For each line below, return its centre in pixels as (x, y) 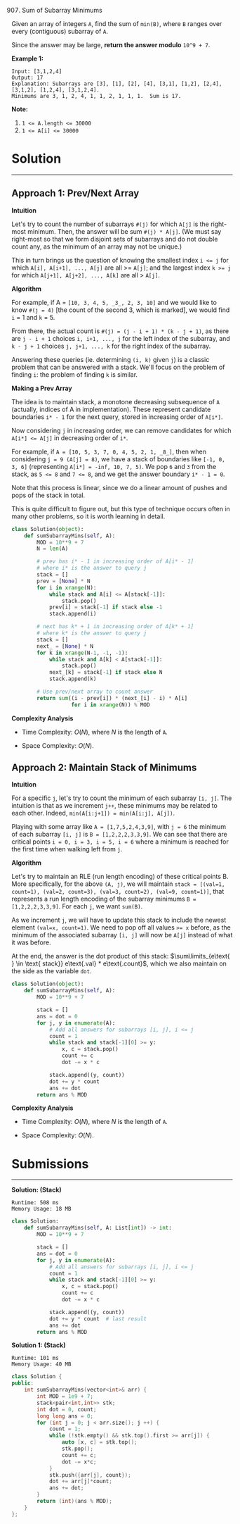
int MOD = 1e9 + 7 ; (65, 1397)
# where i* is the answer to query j (92, 568)
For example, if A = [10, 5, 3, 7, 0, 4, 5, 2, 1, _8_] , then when (109, 451)
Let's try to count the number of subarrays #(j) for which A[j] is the (110, 224)
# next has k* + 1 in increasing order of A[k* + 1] (115, 627)
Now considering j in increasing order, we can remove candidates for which (121, 430)
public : (23, 1383)
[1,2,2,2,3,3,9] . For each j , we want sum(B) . (77, 906)
